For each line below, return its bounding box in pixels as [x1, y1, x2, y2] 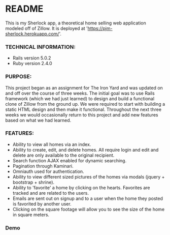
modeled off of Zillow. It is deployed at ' [5, 25, 88, 31]
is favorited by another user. [12, 200, 72, 207]
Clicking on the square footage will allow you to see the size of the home [12, 206, 165, 212]
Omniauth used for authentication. [12, 168, 85, 174]
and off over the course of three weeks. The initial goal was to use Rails [5, 90, 155, 96]
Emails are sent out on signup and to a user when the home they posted [12, 195, 163, 201]
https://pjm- [87, 25, 113, 31]
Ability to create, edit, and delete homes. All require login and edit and [12, 146, 159, 153]
